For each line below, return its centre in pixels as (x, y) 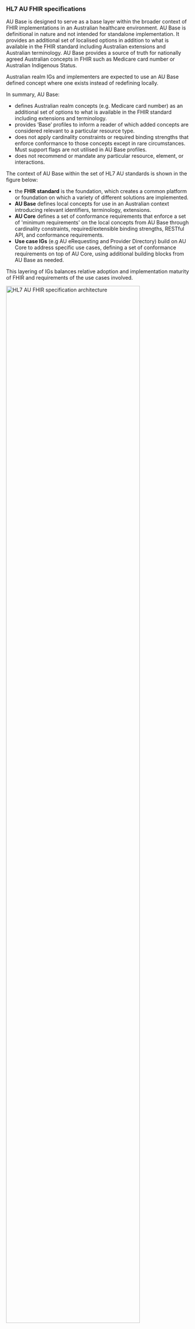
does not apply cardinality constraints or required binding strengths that (102, 137)
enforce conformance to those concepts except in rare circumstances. (100, 144)
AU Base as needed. (39, 260)
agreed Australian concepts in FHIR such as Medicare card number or (90, 59)
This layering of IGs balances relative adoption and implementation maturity (97, 271)
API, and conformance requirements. (59, 235)
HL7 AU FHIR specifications (46, 9)
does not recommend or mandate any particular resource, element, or (99, 156)
